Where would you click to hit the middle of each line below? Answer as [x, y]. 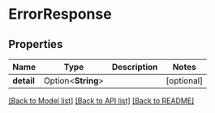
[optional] [185, 80]
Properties [36, 44]
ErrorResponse [60, 14]
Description [135, 67]
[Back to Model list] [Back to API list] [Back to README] [101, 101]
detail [24, 80]
